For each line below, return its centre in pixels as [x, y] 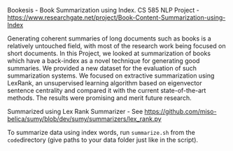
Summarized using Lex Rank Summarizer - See [75, 112]
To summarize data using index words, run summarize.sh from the [101, 132]
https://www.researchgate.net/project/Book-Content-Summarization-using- [116, 17]
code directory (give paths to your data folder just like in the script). [103, 140]
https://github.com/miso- [181, 112]
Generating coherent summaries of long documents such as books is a [109, 38]
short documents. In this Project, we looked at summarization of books [109, 53]
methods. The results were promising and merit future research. [99, 98]
